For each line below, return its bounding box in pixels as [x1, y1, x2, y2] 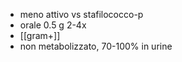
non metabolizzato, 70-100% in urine [19, 40, 173, 52]
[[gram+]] [19, 30, 61, 41]
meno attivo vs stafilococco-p [19, 9, 144, 20]
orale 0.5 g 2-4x [19, 19, 87, 31]
